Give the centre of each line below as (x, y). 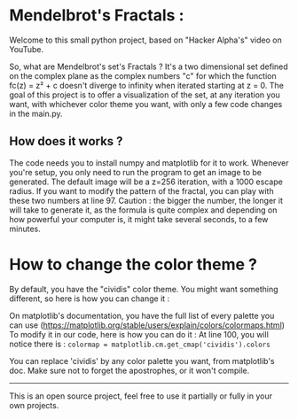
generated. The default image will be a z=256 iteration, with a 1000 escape (146, 182)
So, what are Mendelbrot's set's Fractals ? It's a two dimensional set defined (149, 66)
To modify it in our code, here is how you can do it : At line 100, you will (139, 334)
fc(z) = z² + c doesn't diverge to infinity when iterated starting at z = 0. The (146, 85)
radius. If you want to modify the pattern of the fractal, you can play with (141, 190)
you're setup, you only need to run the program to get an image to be (136, 172)
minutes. (25, 229)
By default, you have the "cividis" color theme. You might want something (144, 289)
